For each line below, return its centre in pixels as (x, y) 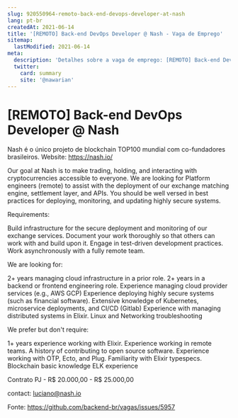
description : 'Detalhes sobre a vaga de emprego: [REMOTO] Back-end (117, 60)
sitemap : (20, 40)
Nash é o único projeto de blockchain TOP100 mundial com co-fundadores (116, 149)
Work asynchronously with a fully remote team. (76, 251)
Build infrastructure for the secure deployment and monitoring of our (107, 228)
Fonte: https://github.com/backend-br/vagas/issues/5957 (91, 407)
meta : (15, 54)
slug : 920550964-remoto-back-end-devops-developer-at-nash (96, 14)
